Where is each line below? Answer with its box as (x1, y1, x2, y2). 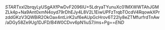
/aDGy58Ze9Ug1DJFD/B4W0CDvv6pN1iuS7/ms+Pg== (5, 19, 115, 25)
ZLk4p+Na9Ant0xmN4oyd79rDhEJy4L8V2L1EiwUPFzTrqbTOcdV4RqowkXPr (5, 9, 160, 15)
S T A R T (5, 4, 19, 10)
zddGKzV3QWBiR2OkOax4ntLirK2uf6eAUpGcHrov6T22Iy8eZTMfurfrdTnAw (5, 15, 160, 20)
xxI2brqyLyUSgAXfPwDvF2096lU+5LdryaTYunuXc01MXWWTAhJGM (19, 4, 159, 10)
